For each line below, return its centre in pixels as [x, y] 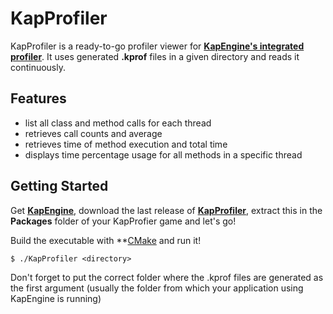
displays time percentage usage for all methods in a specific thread [163, 154]
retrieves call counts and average [93, 133]
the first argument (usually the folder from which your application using [157, 288]
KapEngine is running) [56, 298]
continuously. [38, 67]
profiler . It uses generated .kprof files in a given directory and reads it [155, 56]
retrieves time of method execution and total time [126, 144]
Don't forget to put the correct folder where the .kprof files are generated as [167, 277]
